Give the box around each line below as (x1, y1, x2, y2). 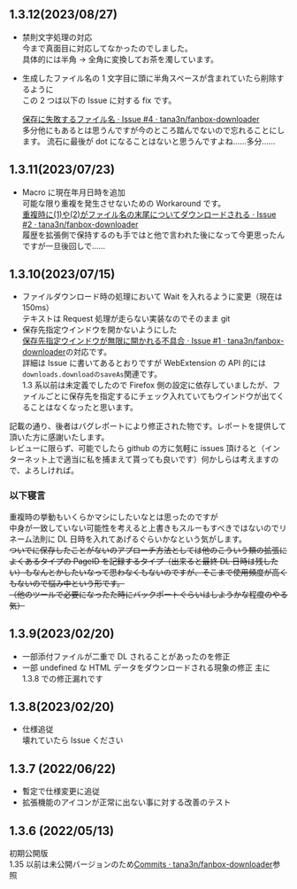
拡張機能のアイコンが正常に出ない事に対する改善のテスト (21, 797, 232, 807)
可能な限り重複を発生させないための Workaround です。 (21, 198, 226, 208)
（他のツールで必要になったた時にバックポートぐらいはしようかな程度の (9, 589, 272, 599)
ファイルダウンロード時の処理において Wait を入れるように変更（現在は (21, 292, 283, 302)
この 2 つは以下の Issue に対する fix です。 (21, 95, 177, 105)
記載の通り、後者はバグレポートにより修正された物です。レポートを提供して (9, 421, 287, 432)
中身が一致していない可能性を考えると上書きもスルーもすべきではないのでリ (9, 522, 287, 533)
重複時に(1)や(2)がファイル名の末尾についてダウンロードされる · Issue (21, 208, 277, 220)
